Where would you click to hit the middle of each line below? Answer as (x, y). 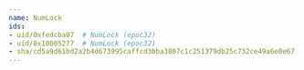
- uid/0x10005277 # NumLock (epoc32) (82, 43)
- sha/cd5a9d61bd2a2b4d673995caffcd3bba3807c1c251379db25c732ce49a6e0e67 (152, 52)
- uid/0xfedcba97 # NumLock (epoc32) (82, 35)
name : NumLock (36, 18)
